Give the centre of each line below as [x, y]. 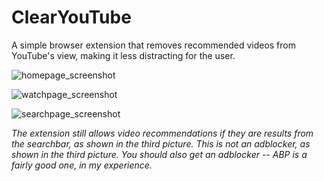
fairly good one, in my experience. [82, 165]
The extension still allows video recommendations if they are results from [162, 133]
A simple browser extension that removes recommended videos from [153, 45]
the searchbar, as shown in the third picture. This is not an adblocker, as [161, 143]
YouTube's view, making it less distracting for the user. [123, 55]
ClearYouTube [71, 17]
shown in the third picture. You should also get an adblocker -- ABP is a [159, 154]
